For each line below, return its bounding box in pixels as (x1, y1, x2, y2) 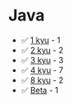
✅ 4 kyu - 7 (20, 64, 64, 76)
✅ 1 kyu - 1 (20, 35, 61, 45)
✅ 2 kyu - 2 (20, 44, 64, 55)
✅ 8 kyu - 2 (20, 75, 64, 85)
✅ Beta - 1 (20, 84, 59, 95)
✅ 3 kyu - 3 (20, 54, 64, 65)
